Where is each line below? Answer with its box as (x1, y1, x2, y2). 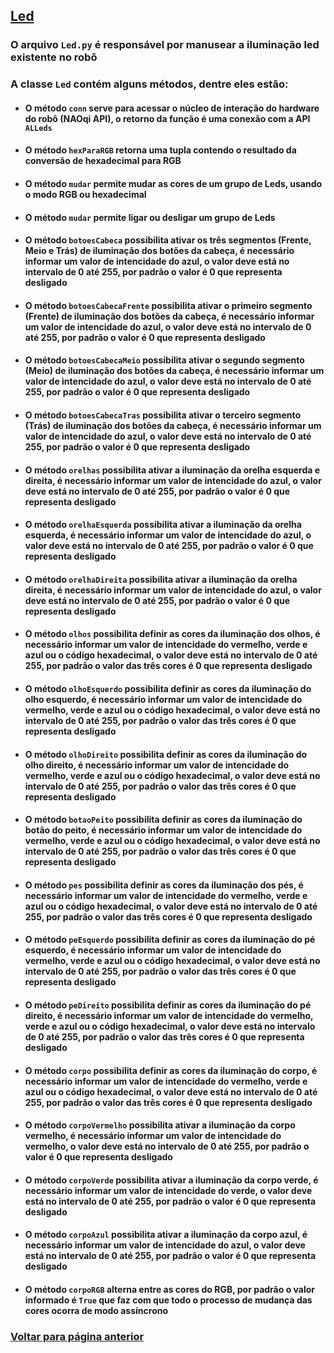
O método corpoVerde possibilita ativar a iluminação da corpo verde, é (24, 1174, 319, 1186)
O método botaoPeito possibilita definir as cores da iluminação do (24, 814, 303, 826)
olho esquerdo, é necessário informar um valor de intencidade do (24, 693, 303, 705)
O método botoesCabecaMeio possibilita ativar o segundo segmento (24, 354, 305, 366)
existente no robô (10, 50, 98, 64)
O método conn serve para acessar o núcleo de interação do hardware (24, 102, 320, 114)
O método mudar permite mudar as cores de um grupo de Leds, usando (24, 178, 323, 190)
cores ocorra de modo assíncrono (24, 1304, 169, 1316)
